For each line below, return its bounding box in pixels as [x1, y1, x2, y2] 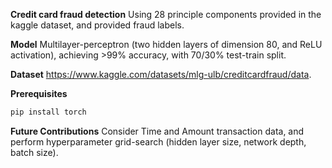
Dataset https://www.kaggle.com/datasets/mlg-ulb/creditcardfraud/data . [10, 69, 312, 80]
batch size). [10, 146, 59, 158]
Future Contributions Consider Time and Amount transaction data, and [10, 125, 305, 137]
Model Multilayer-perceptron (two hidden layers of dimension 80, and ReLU [10, 39, 323, 50]
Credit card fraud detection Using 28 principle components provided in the [10, 9, 322, 20]
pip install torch [10, 107, 87, 117]
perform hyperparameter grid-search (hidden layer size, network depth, [10, 135, 307, 148]
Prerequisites [10, 88, 68, 99]
